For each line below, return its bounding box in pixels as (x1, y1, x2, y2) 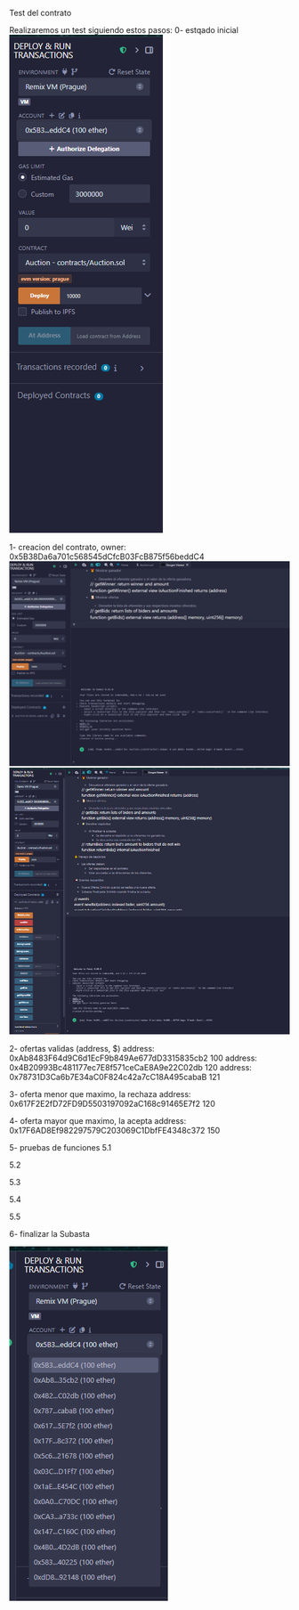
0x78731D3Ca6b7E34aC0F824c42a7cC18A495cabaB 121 (9, 1072, 221, 1083)
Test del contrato (9, 8, 72, 18)
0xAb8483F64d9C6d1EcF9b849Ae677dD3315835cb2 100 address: (9, 1053, 258, 1063)
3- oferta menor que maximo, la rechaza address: (9, 1089, 191, 1100)
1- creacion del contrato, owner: (9, 542, 126, 552)
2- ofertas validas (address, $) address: (9, 1044, 155, 1054)
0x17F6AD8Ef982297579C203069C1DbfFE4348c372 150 (9, 1126, 221, 1136)
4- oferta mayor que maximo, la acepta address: (9, 1116, 187, 1126)
